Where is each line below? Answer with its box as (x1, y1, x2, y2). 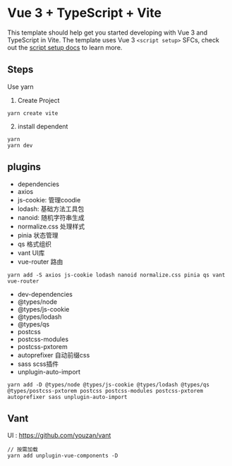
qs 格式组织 (17, 240, 51, 248)
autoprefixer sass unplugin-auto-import (7, 393, 128, 400)
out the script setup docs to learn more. (7, 43, 123, 51)
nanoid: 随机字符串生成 (17, 213, 85, 221)
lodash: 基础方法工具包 (17, 204, 85, 213)
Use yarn (7, 82, 34, 91)
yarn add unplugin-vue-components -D (7, 453, 118, 460)
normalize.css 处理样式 (17, 222, 85, 231)
